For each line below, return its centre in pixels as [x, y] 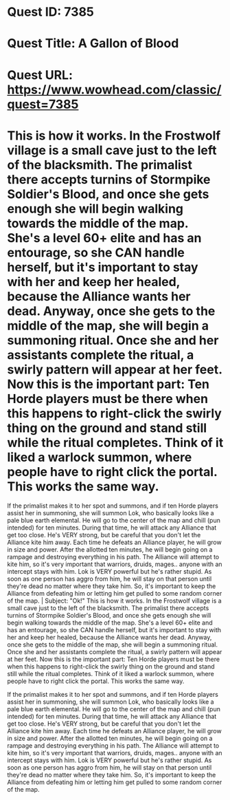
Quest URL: [40, 75]
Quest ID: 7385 [51, 12]
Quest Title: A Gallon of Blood [93, 44]
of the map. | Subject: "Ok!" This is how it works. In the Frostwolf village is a [114, 601]
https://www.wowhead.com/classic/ [114, 89]
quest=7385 [43, 104]
